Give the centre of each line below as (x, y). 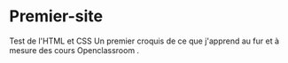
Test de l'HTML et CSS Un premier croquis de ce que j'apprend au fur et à (144, 41)
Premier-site (56, 16)
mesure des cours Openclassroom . (74, 50)
